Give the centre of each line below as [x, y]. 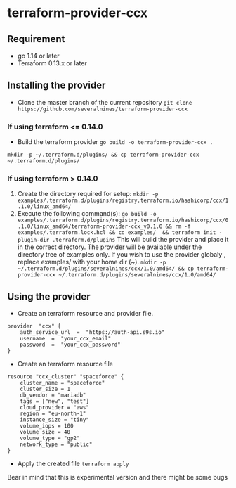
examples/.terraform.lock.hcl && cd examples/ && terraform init [117, 233]
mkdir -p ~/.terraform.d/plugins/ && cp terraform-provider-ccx [103, 155]
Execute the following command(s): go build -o [87, 214]
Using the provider [49, 296]
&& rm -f [178, 226]
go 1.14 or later [38, 56]
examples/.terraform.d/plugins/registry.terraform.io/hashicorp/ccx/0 [123, 220]
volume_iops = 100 [47, 426]
